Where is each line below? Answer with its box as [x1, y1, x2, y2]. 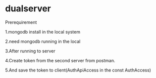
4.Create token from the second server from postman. [5, 57, 115, 63]
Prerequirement [5, 19, 37, 25]
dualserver [5, 3, 51, 14]
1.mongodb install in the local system [5, 29, 81, 35]
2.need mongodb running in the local [5, 38, 81, 44]
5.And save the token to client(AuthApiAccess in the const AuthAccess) [5, 67, 151, 73]
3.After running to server [5, 48, 55, 54]
